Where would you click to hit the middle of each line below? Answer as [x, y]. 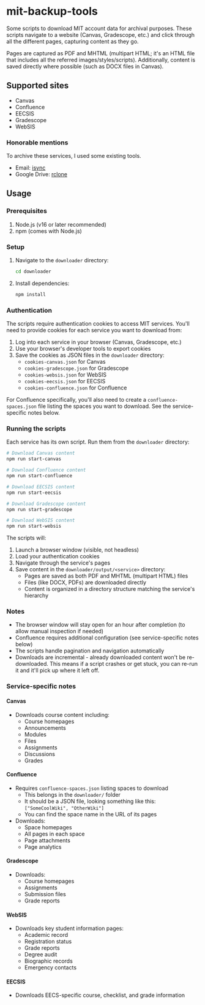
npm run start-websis [34, 526]
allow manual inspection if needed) [59, 632]
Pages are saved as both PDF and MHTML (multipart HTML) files [106, 576]
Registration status [48, 942]
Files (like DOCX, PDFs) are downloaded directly [85, 582]
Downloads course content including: [62, 714]
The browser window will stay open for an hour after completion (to [100, 625]
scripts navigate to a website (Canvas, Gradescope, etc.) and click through [100, 34]
